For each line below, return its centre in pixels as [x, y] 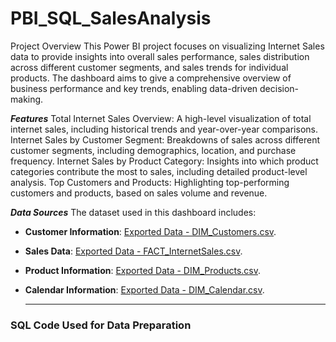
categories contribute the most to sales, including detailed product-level [159, 171]
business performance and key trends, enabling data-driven [134, 88]
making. [27, 99]
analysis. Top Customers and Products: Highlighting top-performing [150, 182]
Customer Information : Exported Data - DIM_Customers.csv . [150, 231]
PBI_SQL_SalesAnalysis [111, 18]
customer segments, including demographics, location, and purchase [153, 150]
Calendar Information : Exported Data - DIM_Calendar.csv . [144, 289]
